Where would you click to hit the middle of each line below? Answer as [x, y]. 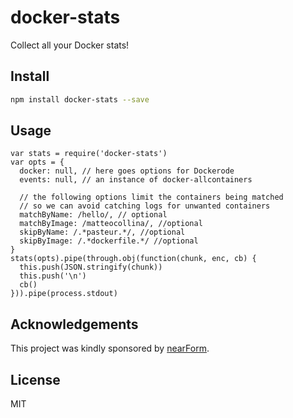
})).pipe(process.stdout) [64, 294]
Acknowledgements [74, 324]
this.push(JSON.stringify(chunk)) [91, 267]
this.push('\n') [53, 276]
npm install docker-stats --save [80, 99]
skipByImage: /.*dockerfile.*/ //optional [109, 241]
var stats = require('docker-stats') [89, 154]
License [35, 379]
